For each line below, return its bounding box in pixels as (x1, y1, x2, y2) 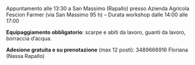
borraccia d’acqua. (6, 35, 52, 42)
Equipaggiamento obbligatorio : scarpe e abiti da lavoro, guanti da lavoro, (6, 29, 186, 36)
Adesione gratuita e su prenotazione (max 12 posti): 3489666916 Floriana (6, 46, 188, 53)
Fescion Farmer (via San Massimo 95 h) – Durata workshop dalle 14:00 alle (6, 11, 188, 18)
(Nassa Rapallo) (6, 53, 45, 59)
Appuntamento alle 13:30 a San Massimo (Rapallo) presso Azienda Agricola (6, 5, 190, 12)
